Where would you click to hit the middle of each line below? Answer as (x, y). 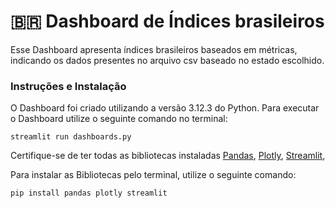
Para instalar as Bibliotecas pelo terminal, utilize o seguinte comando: (153, 175)
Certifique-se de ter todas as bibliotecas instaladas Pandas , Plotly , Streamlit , (168, 156)
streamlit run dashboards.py (71, 137)
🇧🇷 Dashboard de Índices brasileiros (167, 21)
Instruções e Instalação (68, 86)
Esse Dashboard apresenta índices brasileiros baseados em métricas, (154, 49)
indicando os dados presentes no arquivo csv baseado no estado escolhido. (167, 60)
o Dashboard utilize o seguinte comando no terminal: (119, 119)
